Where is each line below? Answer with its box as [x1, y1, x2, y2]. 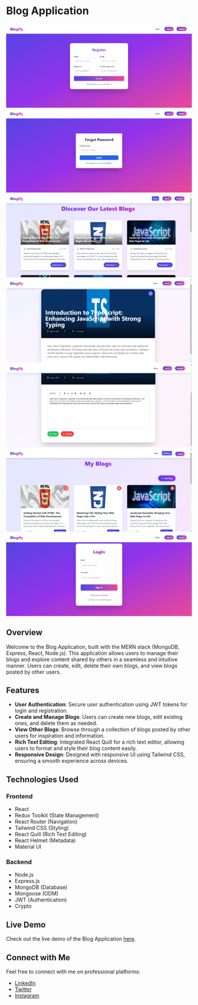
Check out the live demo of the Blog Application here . [6, 935, 137, 942]
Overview [6, 628, 43, 638]
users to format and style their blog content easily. [14, 745, 137, 752]
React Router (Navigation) [14, 818, 78, 825]
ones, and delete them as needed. [14, 720, 98, 727]
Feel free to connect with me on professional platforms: [6, 968, 141, 976]
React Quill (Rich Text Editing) [14, 830, 87, 838]
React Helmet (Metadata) [14, 837, 76, 844]
